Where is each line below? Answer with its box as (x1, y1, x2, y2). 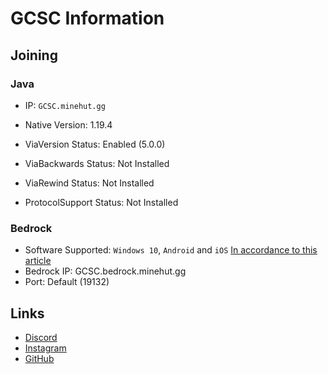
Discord (24, 331, 58, 343)
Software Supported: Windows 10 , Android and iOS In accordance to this (24, 244, 318, 256)
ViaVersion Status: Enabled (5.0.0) (24, 138, 166, 150)
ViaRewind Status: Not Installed (24, 177, 155, 189)
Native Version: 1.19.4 (24, 118, 113, 131)
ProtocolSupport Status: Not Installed (24, 196, 179, 208)
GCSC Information (10, 7, 165, 30)
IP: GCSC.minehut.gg (24, 99, 106, 111)
